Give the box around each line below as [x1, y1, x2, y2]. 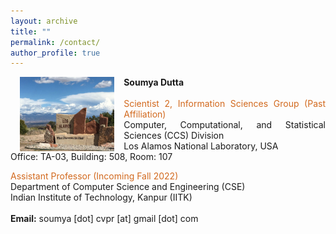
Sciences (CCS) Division [123, 130, 225, 142]
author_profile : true [10, 48, 101, 58]
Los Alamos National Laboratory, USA [123, 140, 279, 152]
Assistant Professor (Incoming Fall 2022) [10, 170, 179, 182]
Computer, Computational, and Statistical [123, 119, 326, 131]
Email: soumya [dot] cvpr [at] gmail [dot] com [10, 213, 199, 225]
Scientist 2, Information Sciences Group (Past [123, 98, 326, 110]
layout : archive [10, 16, 78, 26]
